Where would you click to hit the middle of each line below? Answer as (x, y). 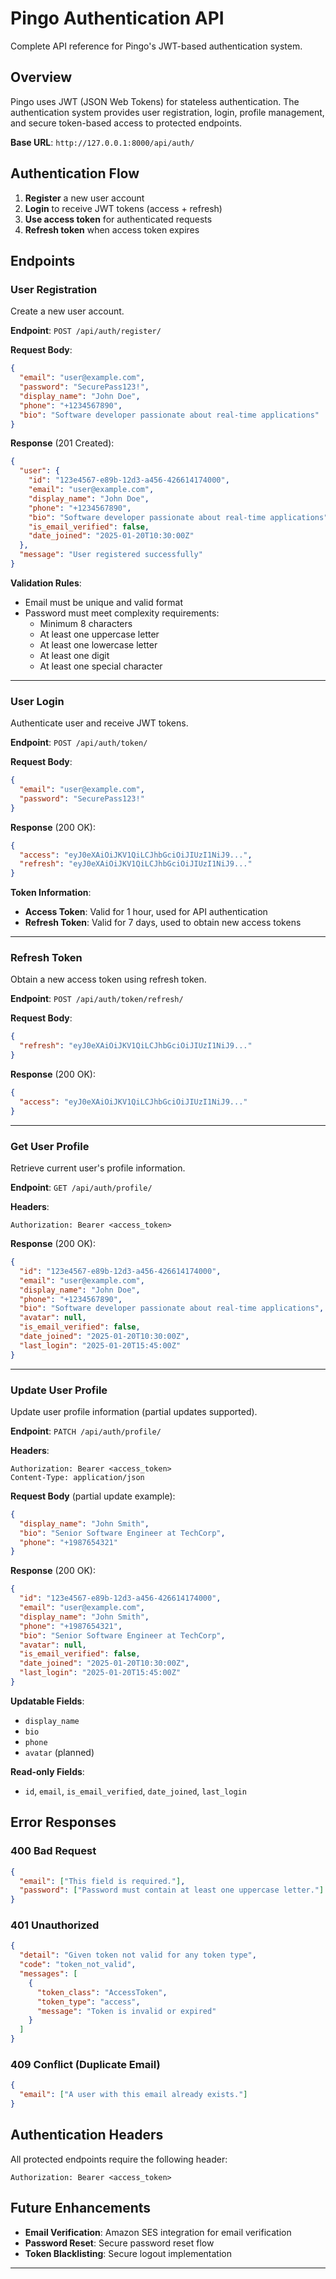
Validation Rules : (46, 583)
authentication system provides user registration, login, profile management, (167, 112)
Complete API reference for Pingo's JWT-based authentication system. (156, 46)
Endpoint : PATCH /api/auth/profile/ (86, 1431)
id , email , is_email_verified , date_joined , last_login (135, 1791)
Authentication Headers (87, 2135)
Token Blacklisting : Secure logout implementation (128, 2253)
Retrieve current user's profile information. (98, 1168)
